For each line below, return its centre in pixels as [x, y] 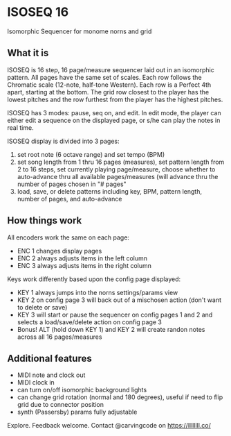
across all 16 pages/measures [59, 337]
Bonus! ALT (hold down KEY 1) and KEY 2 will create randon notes [111, 329]
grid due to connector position [60, 405]
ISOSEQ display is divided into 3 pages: [63, 141]
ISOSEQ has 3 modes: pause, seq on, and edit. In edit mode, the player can [114, 112]
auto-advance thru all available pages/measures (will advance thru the [118, 176]
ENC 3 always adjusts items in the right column [84, 265]
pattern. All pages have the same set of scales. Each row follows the [104, 77]
